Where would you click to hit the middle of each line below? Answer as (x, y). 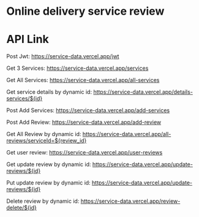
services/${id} (24, 99)
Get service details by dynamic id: (49, 92)
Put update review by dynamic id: (48, 183)
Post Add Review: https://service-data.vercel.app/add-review (84, 122)
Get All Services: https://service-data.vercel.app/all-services (83, 80)
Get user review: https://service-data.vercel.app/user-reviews (84, 153)
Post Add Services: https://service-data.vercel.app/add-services (88, 110)
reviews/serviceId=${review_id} (47, 141)
